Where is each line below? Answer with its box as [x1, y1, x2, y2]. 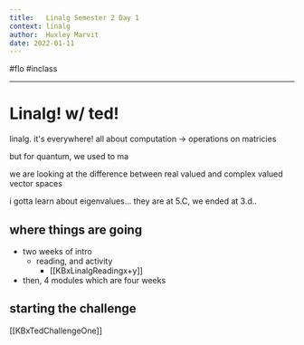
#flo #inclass [9, 63, 58, 74]
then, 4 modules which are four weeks [22, 275, 166, 285]
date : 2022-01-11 [9, 38, 75, 48]
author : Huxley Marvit [9, 30, 100, 39]
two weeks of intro [22, 246, 92, 256]
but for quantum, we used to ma [9, 151, 129, 162]
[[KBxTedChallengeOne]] [9, 325, 102, 336]
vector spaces [9, 178, 63, 189]
